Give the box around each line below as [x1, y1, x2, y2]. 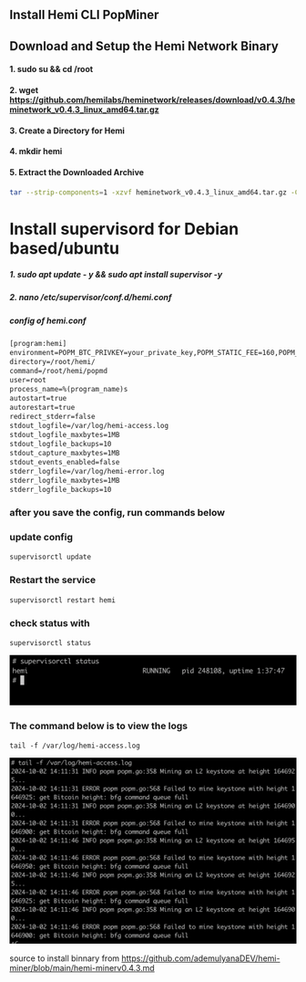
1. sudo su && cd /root [9, 64, 94, 75]
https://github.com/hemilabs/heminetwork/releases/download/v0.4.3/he [9, 94, 296, 105]
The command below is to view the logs [9, 720, 189, 732]
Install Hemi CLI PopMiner [9, 7, 159, 23]
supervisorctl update [9, 552, 92, 562]
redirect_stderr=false [9, 413, 96, 422]
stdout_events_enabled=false [9, 458, 120, 467]
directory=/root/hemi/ [9, 358, 96, 367]
